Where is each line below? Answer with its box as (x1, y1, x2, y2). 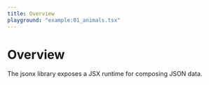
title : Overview (7, 10, 55, 17)
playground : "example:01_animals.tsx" (7, 17, 121, 24)
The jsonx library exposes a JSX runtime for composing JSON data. (7, 70, 203, 78)
